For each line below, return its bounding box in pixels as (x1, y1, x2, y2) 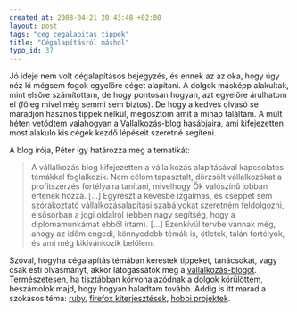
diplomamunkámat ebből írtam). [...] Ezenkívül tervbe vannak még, (30, 219, 276, 230)
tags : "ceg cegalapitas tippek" (9, 29, 129, 38)
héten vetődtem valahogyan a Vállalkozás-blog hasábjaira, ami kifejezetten (9, 118, 284, 129)
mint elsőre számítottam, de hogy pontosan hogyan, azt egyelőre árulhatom (9, 90, 287, 101)
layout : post (9, 21, 58, 30)
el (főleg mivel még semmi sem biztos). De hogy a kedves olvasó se (9, 99, 259, 110)
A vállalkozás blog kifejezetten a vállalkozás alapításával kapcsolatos (30, 162, 284, 173)
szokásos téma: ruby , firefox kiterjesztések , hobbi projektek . (9, 293, 231, 304)
